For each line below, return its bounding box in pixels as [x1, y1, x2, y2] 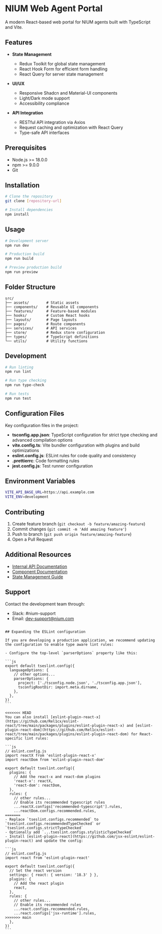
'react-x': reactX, [14, 778, 53, 783]
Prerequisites [5, 144, 47, 152]
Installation [5, 181, 40, 189]
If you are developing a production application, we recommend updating [5, 638, 155, 642]
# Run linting [5, 365, 34, 370]
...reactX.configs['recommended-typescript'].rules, [14, 804, 123, 809]
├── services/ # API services [5, 326, 77, 331]
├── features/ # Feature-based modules [5, 309, 97, 313]
